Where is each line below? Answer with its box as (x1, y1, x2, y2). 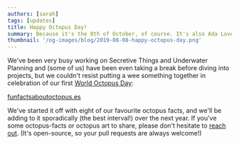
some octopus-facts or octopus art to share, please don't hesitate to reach (7, 121, 226, 130)
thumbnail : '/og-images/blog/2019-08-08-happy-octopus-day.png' (7, 37, 202, 44)
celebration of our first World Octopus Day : (7, 79, 134, 87)
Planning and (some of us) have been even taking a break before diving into (7, 64, 230, 72)
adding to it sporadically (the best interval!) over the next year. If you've (7, 114, 217, 123)
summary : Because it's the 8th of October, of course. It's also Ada (7, 30, 218, 38)
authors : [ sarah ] (7, 10, 59, 18)
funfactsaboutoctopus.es (7, 93, 81, 101)
